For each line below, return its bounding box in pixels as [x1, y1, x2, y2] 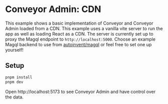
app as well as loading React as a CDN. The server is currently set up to [5, 31, 154, 37]
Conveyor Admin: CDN [5, 4, 101, 15]
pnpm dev [5, 79, 24, 84]
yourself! [5, 47, 24, 53]
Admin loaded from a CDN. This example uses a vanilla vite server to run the [5, 25, 163, 31]
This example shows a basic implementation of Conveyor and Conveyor [5, 20, 153, 26]
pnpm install [5, 74, 33, 80]
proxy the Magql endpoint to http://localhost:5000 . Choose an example [5, 36, 155, 42]
